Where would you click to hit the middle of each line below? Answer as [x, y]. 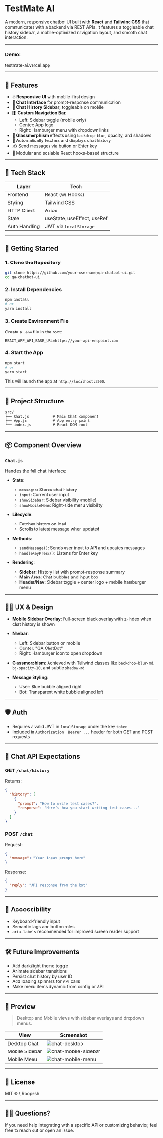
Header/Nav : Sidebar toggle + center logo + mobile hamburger [82, 582]
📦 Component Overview [43, 445]
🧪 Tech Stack [25, 173]
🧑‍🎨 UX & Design [29, 607]
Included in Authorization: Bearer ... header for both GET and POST [82, 732]
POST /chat [19, 834]
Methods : [22, 538]
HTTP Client [21, 210]
